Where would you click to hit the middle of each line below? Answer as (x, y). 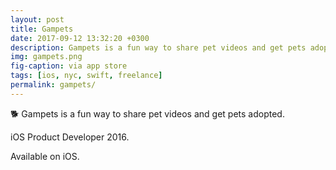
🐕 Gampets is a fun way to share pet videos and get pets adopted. (147, 113)
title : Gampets (42, 29)
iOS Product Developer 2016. (70, 137)
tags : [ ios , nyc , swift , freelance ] (86, 76)
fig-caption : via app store (69, 66)
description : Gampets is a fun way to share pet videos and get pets (158, 47)
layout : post (37, 19)
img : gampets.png (46, 57)
